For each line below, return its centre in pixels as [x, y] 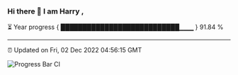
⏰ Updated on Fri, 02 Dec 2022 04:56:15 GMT [75, 50]
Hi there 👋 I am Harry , [46, 11]
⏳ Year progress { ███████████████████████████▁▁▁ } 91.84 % [115, 27]
